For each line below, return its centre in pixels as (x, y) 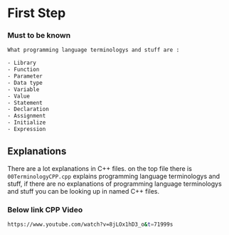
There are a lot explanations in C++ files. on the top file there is (100, 168)
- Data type (25, 83)
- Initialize (27, 122)
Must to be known (39, 36)
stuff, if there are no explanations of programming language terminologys (114, 184)
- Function (23, 70)
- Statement (25, 103)
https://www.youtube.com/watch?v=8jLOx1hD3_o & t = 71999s (90, 225)
